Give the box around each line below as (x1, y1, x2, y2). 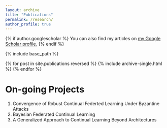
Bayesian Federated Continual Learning (12, 111, 95, 117)
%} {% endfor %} (5, 66, 42, 72)
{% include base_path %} (5, 51, 59, 57)
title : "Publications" (5, 12, 53, 17)
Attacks (12, 106, 29, 112)
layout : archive (5, 7, 40, 13)
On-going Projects (5, 84, 85, 95)
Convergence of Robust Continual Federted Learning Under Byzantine (12, 101, 160, 107)
